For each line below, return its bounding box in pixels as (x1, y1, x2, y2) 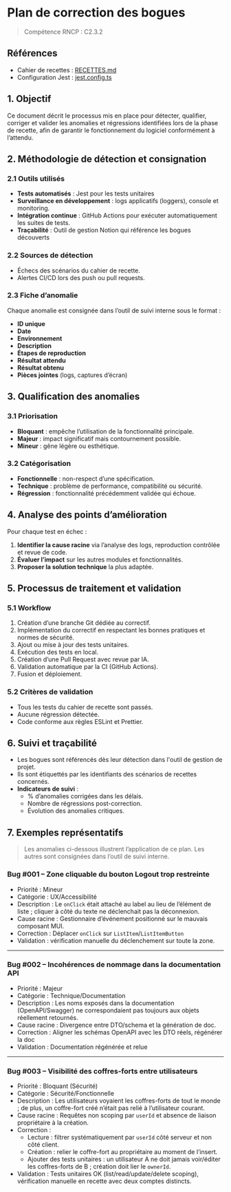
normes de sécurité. (16, 633, 74, 641)
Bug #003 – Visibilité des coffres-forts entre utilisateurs (7, 1066, 198, 1076)
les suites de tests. (16, 219, 71, 227)
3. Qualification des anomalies (7, 391, 140, 403)
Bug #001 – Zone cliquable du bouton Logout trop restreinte (7, 869, 210, 879)
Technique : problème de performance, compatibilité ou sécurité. (16, 482, 203, 490)
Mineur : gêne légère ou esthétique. (16, 442, 120, 450)
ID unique (16, 319, 46, 328)
